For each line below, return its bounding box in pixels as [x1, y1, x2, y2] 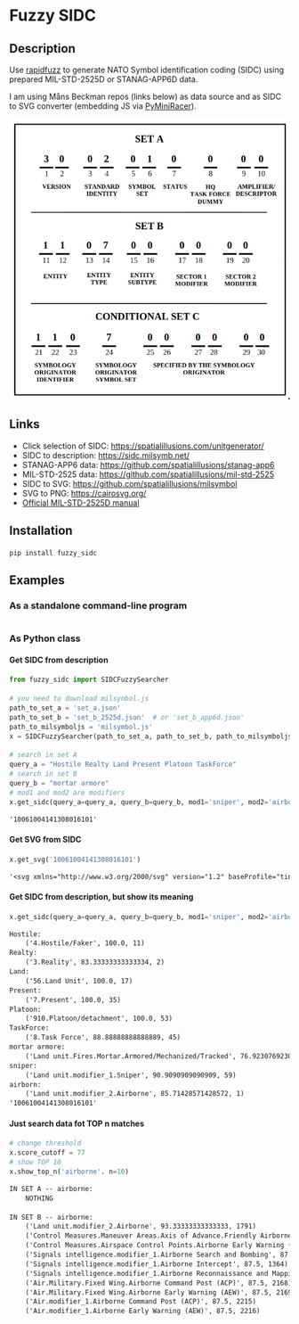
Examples [9, 572, 65, 588]
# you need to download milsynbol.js [9, 695, 149, 703]
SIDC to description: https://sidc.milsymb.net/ [21, 449, 190, 460]
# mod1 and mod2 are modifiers [9, 788, 125, 797]
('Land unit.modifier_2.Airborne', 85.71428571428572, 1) [25, 1090, 245, 1098]
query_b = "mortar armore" [9, 779, 109, 788]
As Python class [9, 632, 81, 645]
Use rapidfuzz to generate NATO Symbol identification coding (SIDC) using [9, 64, 285, 75]
